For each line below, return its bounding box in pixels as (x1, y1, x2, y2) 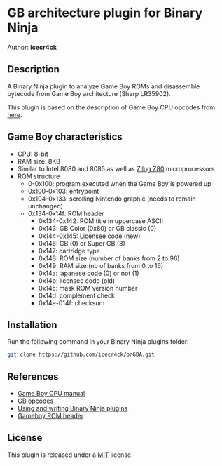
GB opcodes (17, 397, 54, 405)
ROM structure (17, 172, 60, 180)
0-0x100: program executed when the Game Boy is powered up (27, 179, 211, 187)
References (7, 371, 59, 382)
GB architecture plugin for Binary (7, 5, 203, 21)
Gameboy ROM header (17, 412, 84, 420)
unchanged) (27, 201, 63, 210)
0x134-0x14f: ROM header (27, 209, 105, 218)
